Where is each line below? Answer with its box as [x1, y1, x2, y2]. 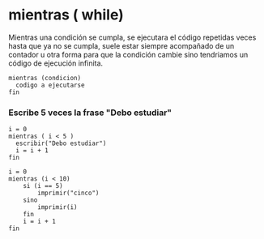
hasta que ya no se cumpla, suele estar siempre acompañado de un [8, 41, 235, 50]
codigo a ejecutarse [15, 81, 85, 89]
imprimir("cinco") [37, 189, 100, 198]
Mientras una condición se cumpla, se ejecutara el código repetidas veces [8, 32, 257, 42]
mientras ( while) [8, 6, 124, 24]
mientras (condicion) [8, 74, 82, 82]
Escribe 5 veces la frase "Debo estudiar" [8, 107, 172, 118]
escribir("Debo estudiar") [15, 139, 107, 147]
